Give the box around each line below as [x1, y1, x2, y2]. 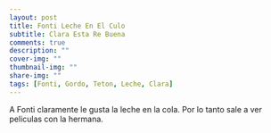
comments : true [9, 37, 66, 47]
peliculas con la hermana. [9, 113, 104, 124]
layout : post [9, 12, 58, 22]
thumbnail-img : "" [9, 63, 78, 72]
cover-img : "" [9, 54, 62, 63]
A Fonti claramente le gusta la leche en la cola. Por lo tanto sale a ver [9, 104, 263, 114]
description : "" [9, 46, 70, 55]
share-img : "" [9, 71, 62, 80]
